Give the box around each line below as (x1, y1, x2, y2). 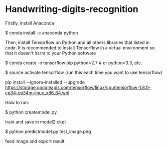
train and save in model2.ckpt (5, 118, 66, 124)
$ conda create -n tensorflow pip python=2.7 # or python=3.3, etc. (5, 59, 142, 65)
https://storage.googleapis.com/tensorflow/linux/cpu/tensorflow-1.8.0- (5, 84, 151, 90)
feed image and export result (5, 138, 65, 144)
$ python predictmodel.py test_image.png (5, 128, 91, 134)
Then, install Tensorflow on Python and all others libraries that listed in (5, 39, 150, 45)
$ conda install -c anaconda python (5, 29, 78, 35)
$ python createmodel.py (5, 109, 57, 115)
